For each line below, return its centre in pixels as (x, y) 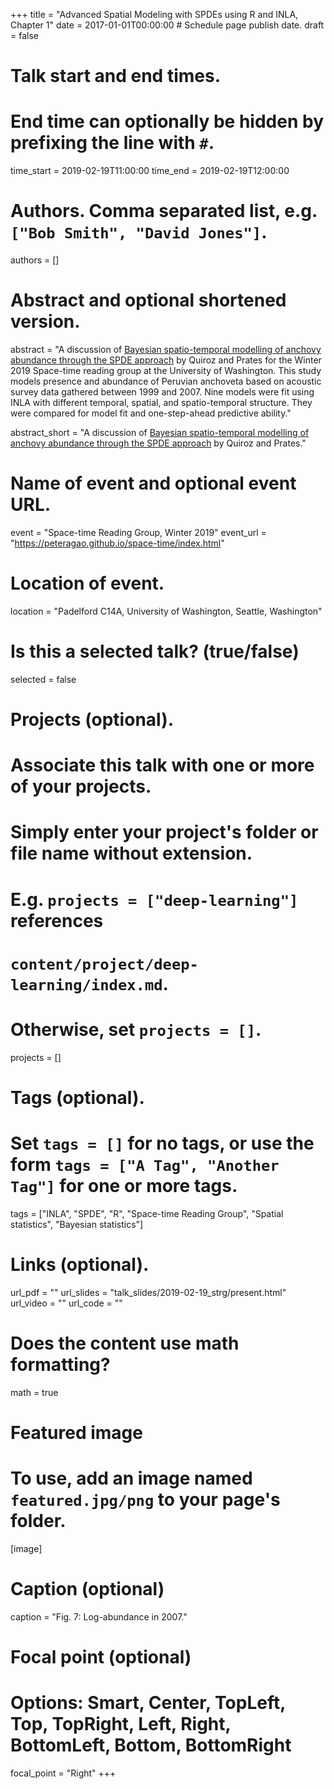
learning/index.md (86, 984)
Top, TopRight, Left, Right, (121, 1724)
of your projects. (81, 786)
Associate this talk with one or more (162, 765)
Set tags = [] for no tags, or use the (162, 1143)
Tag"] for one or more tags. (124, 1186)
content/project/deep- (104, 964)
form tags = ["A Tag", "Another (145, 1165)
